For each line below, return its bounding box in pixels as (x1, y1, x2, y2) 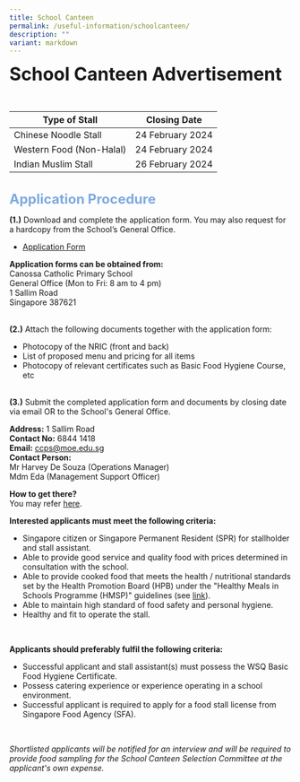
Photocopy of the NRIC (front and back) (21, 342, 170, 352)
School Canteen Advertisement (9, 63, 282, 86)
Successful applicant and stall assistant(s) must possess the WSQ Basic (21, 661, 289, 673)
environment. (21, 690, 72, 700)
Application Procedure (9, 190, 157, 208)
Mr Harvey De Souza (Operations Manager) (9, 462, 170, 473)
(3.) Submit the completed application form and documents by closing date (9, 396, 287, 408)
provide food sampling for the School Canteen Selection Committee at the (9, 753, 283, 764)
